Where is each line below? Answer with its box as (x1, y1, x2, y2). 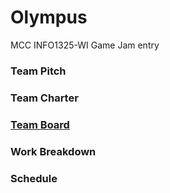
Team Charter (10, 91, 79, 105)
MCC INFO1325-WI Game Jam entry (10, 39, 160, 51)
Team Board (10, 117, 70, 131)
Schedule (10, 171, 58, 185)
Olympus (10, 6, 88, 29)
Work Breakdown (10, 144, 97, 158)
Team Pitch (10, 64, 67, 78)
